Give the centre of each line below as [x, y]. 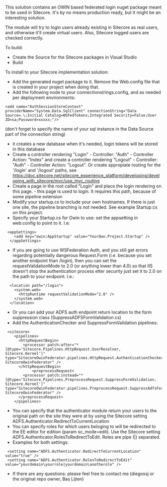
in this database [29, 149]
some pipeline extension [37, 197]
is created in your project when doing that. [56, 87]
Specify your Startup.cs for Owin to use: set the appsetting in [75, 218]
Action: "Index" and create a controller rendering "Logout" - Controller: [85, 160]
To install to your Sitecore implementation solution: [57, 72]
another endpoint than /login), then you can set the [64, 261]
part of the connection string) [35, 134]
